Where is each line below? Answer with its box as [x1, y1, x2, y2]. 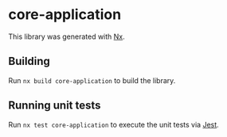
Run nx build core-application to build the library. [8, 75, 176, 85]
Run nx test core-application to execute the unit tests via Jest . [8, 120, 219, 129]
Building [8, 55, 50, 68]
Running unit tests [8, 99, 101, 112]
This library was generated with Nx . [8, 32, 125, 41]
